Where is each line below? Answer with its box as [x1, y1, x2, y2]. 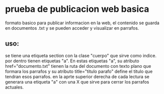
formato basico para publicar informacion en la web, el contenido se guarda [5, 20, 160, 26]
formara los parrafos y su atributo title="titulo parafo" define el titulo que [5, 68, 153, 74]
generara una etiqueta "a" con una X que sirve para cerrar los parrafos [5, 79, 150, 85]
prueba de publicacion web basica [5, 3, 149, 15]
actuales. [5, 84, 24, 90]
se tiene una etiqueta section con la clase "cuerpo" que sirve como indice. [5, 52, 157, 58]
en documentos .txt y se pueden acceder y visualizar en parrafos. [5, 25, 139, 31]
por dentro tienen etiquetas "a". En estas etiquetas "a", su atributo [5, 58, 139, 64]
